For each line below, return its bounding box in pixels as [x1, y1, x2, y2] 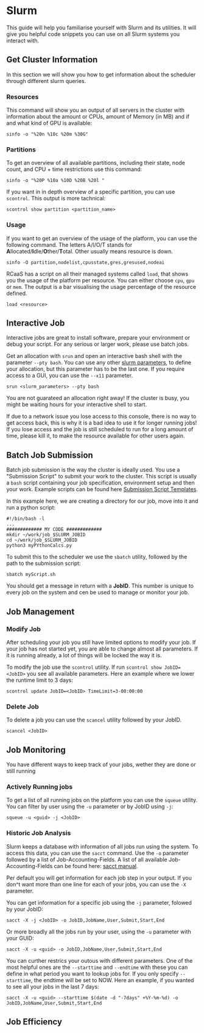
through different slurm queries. [6, 77, 86, 84]
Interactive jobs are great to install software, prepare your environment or [6, 334, 191, 341]
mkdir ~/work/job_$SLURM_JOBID [6, 532, 86, 538]
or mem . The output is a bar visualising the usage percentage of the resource [6, 283, 197, 290]
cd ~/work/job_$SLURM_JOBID [6, 537, 78, 544]
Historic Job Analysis [6, 829, 71, 838]
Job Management [6, 606, 75, 617]
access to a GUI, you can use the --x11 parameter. [6, 372, 133, 379]
